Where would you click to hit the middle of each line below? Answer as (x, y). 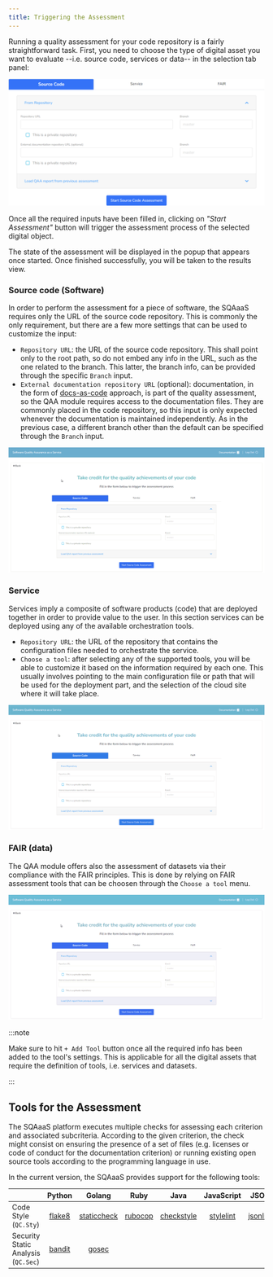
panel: (19, 67)
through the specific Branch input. (76, 375)
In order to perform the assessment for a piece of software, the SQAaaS (129, 307)
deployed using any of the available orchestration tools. (101, 625)
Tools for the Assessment (75, 1107)
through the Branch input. (62, 436)
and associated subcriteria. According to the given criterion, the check (126, 1135)
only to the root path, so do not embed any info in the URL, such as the (139, 358)
